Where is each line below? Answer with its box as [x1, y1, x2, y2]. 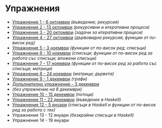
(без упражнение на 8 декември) [12, 86, 82, 92]
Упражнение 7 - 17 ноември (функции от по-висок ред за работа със [12, 60, 157, 66]
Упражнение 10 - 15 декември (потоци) [12, 91, 94, 97]
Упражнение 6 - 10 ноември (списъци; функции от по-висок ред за [12, 50, 153, 56]
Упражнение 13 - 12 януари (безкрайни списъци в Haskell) [12, 112, 134, 118]
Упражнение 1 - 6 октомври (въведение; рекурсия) [12, 19, 119, 25]
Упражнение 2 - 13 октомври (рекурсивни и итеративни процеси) [12, 24, 150, 30]
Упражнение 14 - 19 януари [12, 117, 69, 123]
